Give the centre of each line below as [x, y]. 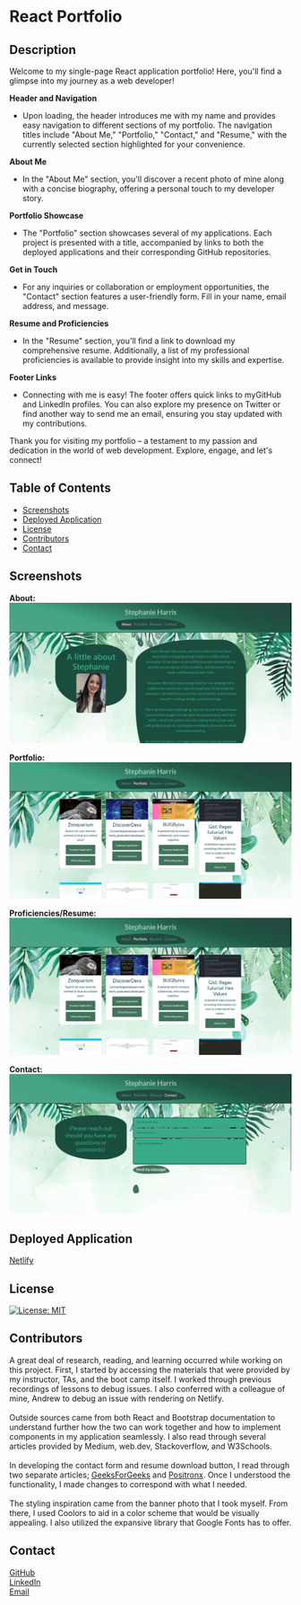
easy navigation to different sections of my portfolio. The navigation [147, 125]
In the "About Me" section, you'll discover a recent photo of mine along [153, 179]
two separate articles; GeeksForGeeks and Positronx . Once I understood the [150, 1475]
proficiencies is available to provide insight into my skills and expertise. [153, 360]
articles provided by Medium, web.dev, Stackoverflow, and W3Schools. [141, 1446]
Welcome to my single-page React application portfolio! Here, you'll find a [146, 71]
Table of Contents [60, 488]
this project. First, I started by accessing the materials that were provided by [150, 1370]
